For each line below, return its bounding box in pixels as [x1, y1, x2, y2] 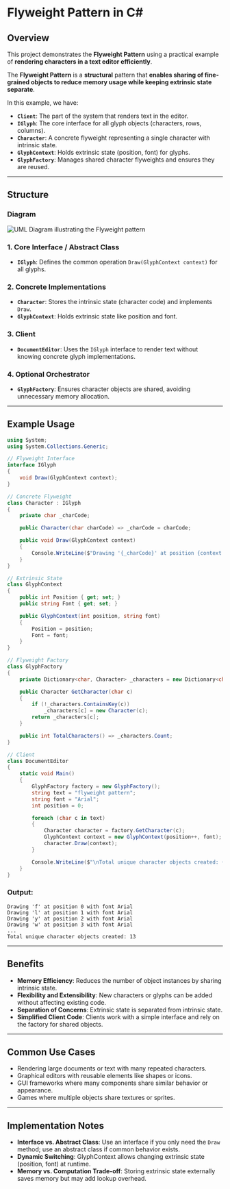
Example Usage [7, 418, 75, 430]
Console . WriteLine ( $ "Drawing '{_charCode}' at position [31, 549, 194, 556]
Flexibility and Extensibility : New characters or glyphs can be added [16, 991, 213, 999]
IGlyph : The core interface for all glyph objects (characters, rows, [16, 119, 202, 127]
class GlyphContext [7, 581, 63, 588]
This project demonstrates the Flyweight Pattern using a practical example [7, 50, 219, 58]
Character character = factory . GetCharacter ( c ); [43, 827, 186, 834]
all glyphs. [16, 265, 47, 273]
